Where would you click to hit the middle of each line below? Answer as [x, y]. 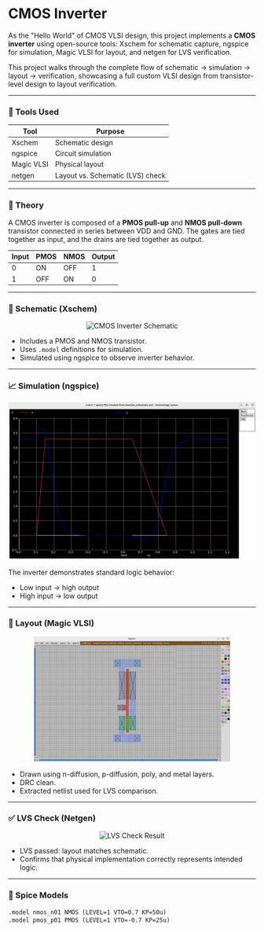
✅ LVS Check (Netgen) [52, 818]
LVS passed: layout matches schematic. [84, 850]
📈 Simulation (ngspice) [54, 386]
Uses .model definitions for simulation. [81, 350]
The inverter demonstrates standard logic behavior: [92, 572]
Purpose [110, 131]
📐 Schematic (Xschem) [53, 309]
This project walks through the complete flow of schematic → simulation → [129, 67]
